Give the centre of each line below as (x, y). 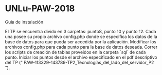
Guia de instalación (24, 22)
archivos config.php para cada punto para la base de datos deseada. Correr (81, 47)
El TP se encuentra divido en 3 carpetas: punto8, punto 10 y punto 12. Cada (81, 31)
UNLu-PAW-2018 (40, 9)
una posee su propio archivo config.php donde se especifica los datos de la (81, 37)
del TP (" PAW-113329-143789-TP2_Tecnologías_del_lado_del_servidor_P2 (80, 62)
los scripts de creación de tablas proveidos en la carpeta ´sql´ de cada (75, 52)
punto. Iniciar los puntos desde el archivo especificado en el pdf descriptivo (81, 57)
